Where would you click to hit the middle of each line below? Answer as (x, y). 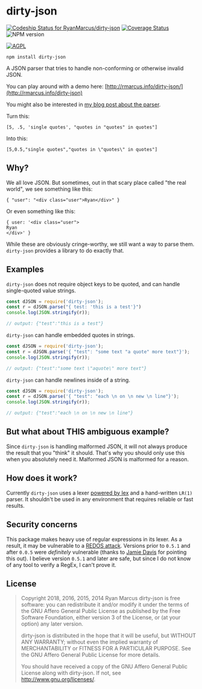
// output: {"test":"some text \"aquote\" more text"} (77, 368)
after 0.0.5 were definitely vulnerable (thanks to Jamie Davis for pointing (96, 552)
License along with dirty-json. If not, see (71, 673)
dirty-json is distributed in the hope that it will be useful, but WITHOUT (109, 636)
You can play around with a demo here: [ (57, 86)
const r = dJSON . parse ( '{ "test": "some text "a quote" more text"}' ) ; (98, 351)
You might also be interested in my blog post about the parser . (84, 104)
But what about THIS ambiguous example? (88, 432)
